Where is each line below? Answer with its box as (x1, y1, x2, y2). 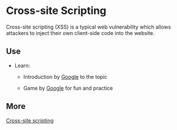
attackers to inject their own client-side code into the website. (6, 29, 155, 36)
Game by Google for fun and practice (23, 85, 113, 92)
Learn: (14, 62, 30, 69)
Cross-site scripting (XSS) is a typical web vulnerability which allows (6, 23, 171, 30)
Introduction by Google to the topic (23, 73, 108, 80)
